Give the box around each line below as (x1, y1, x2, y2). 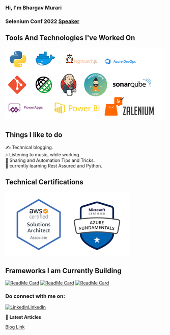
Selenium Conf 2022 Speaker (5, 17, 80, 25)
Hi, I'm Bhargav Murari (5, 4, 62, 11)
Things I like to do (5, 130, 63, 139)
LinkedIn (27, 304, 46, 310)
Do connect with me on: (5, 293, 65, 300)
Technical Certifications (5, 178, 83, 186)
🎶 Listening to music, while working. (5, 152, 80, 158)
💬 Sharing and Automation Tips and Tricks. (5, 157, 95, 163)
